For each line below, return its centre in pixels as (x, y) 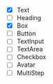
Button (26, 33)
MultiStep (30, 73)
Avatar (26, 65)
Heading (29, 18)
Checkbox (31, 57)
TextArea (30, 49)
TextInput (30, 42)
